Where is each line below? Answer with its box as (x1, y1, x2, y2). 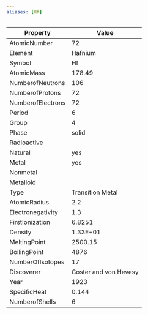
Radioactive (9, 138, 43, 147)
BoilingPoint (9, 247, 44, 256)
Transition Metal (71, 188, 118, 196)
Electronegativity (9, 207, 58, 216)
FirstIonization (9, 218, 51, 226)
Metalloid (9, 178, 37, 187)
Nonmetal (9, 168, 38, 176)
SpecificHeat (9, 287, 47, 296)
